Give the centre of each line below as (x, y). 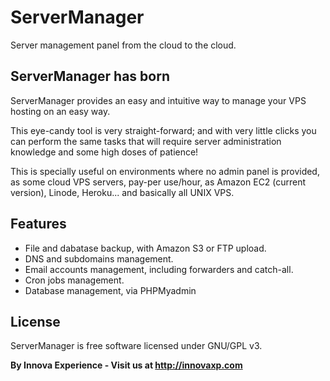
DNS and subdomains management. (99, 258)
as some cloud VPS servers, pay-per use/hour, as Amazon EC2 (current (158, 182)
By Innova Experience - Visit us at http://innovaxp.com (126, 365)
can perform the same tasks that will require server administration (146, 141)
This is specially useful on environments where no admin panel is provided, (165, 171)
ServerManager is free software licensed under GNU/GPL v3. (136, 346)
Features (38, 224)
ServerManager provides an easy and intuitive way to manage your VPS (158, 100)
